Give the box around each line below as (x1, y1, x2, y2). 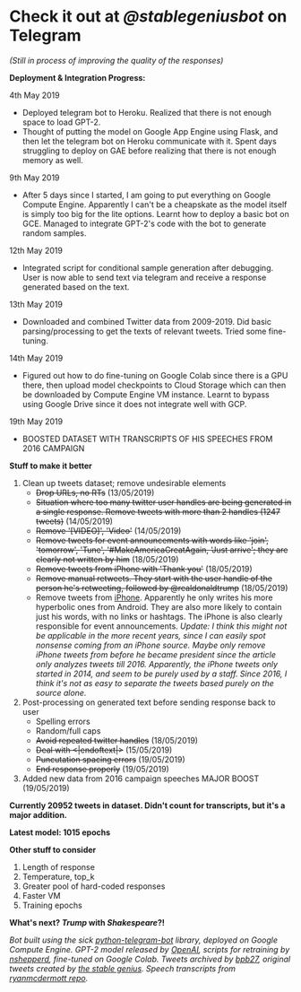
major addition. (9, 809, 67, 820)
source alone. (35, 687, 87, 698)
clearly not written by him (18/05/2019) (35, 553, 179, 564)
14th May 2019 (9, 352, 64, 363)
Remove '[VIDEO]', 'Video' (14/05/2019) (35, 525, 182, 535)
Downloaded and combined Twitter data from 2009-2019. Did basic (21, 316, 271, 326)
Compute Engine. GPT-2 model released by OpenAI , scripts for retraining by (9, 944, 290, 954)
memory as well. (21, 154, 83, 165)
